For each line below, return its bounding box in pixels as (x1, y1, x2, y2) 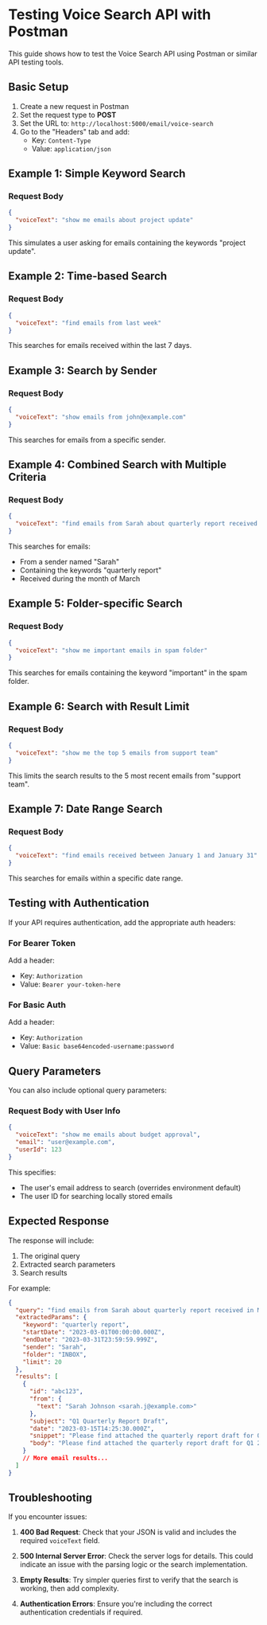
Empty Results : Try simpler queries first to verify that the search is (19, 1575, 238, 1585)
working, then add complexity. (19, 1584, 119, 1593)
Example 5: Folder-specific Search (8, 597, 183, 611)
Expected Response (8, 1214, 110, 1228)
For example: (8, 1283, 52, 1293)
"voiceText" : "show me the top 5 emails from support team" (15, 748, 219, 757)
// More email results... (22, 1455, 109, 1463)
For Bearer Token (8, 937, 76, 948)
